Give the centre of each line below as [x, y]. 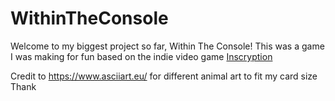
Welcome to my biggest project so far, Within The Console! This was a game [167, 46]
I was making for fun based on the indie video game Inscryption [141, 56]
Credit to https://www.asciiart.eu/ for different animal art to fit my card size [164, 76]
